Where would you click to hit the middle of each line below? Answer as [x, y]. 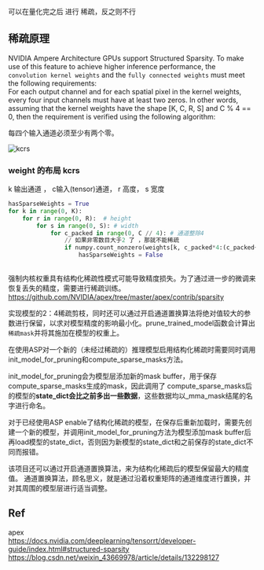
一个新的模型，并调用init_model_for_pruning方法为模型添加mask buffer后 [133, 432]
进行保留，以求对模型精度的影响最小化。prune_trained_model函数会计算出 [135, 323]
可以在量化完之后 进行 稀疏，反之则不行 [72, 11]
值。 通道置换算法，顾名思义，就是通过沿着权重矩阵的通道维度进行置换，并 [130, 478]
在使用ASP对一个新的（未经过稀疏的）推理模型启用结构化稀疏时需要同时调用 [132, 349]
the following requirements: [52, 83]
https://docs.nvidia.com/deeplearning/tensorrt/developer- [102, 540]
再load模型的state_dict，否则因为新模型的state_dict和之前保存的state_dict [127, 442]
